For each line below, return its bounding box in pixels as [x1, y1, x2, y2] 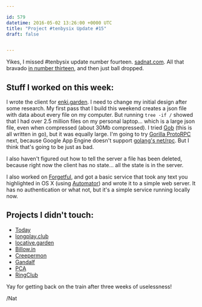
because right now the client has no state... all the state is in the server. [6, 162, 184, 169]
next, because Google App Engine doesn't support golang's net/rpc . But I [6, 137, 189, 144]
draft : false [6, 31, 39, 37]
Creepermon [15, 252, 47, 259]
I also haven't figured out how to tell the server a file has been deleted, [6, 155, 183, 162]
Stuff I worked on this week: [6, 82, 114, 93]
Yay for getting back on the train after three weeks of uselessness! [6, 283, 172, 290]
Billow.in [15, 245, 36, 253]
